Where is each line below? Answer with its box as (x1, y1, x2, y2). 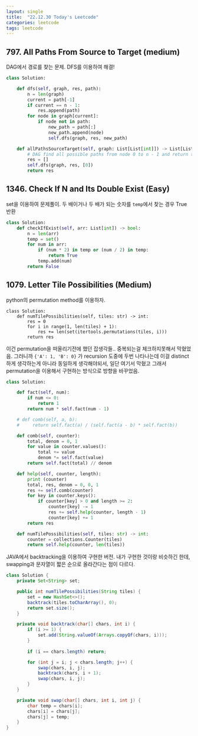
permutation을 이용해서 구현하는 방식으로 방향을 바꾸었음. (6, 367, 140, 374)
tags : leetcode (6, 25, 44, 31)
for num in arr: (27, 241, 67, 248)
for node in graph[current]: (27, 113, 99, 119)
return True (48, 253, 78, 259)
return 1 (37, 401, 60, 407)
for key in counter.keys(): (27, 493, 96, 499)
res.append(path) (37, 107, 81, 114)
